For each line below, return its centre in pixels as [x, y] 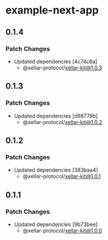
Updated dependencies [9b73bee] [56, 224]
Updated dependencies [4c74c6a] [55, 61]
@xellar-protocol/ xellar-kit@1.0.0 [62, 231]
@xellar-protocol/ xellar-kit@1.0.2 [62, 122]
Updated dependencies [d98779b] [56, 116]
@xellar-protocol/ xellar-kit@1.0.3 [62, 68]
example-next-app [52, 10]
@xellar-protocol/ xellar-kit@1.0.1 [62, 176]
